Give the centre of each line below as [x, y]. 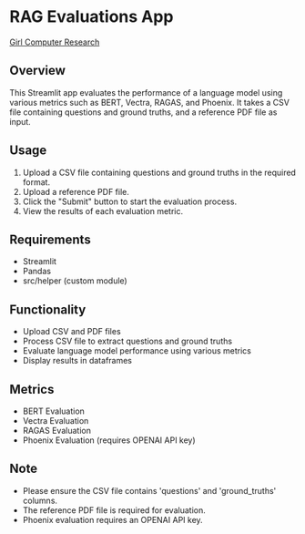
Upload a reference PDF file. [76, 191]
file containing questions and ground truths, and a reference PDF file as [143, 112]
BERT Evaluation [53, 411]
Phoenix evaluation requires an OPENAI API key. [112, 519]
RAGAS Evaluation [56, 431]
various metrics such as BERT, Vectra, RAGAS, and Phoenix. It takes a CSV [149, 102]
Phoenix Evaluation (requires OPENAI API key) [109, 440]
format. [36, 182]
